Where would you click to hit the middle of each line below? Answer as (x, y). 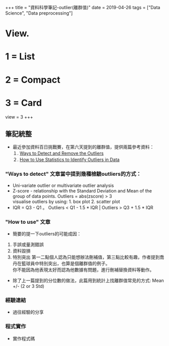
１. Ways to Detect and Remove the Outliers (58, 154)
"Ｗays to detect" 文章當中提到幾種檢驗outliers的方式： (73, 174)
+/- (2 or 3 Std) (28, 286)
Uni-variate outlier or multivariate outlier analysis (63, 185)
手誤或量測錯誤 (28, 244)
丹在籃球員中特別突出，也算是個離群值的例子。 (61, 263)
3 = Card (23, 103)
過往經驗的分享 (28, 312)
